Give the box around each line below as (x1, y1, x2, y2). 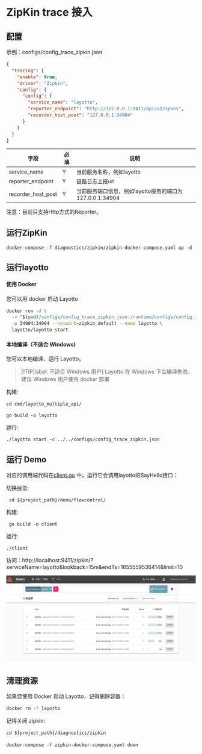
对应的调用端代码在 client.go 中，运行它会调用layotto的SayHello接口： (6, 471, 179, 479)
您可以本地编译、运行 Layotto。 (6, 355, 84, 362)
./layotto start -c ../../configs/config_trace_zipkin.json (6, 436, 161, 443)
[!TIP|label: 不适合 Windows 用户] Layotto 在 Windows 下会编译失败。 (20, 368, 194, 375)
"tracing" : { (11, 68, 44, 74)
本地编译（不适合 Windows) (6, 341, 76, 348)
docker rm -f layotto (6, 706, 61, 712)
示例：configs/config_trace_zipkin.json (6, 49, 103, 55)
